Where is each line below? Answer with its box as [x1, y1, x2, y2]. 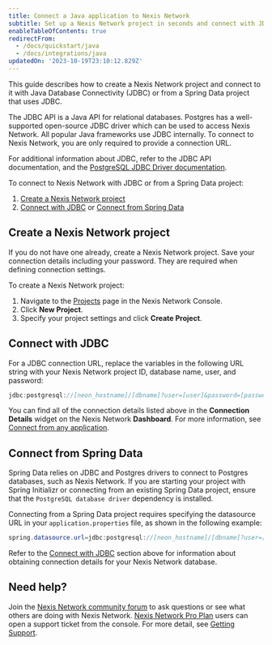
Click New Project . [19, 305, 83, 314]
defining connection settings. [8, 264, 106, 274]
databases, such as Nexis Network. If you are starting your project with [8, 476, 245, 486]
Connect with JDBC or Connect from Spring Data [19, 202, 185, 211]
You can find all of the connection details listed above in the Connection [8, 406, 249, 416]
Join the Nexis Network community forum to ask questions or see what [8, 601, 245, 612]
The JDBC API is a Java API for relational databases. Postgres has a [8, 112, 235, 122]
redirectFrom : [8, 34, 57, 43]
